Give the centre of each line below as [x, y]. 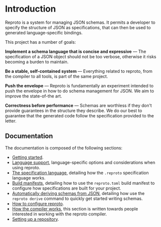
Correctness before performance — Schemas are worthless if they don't [78, 105]
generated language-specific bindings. [44, 32]
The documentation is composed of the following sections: [64, 148]
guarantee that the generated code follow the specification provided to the [80, 115]
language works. [29, 178]
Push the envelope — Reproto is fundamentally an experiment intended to [79, 85]
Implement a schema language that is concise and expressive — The [76, 51]
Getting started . [28, 157]
